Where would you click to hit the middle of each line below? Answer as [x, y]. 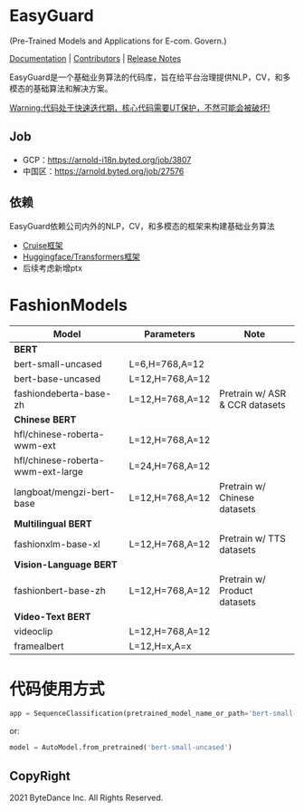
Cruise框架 [43, 245]
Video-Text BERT [52, 616]
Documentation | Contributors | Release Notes [95, 58]
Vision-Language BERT [66, 565]
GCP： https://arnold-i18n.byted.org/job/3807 [107, 159]
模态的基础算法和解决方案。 [61, 88]
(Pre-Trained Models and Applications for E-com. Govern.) [119, 41]
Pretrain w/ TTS [252, 538]
